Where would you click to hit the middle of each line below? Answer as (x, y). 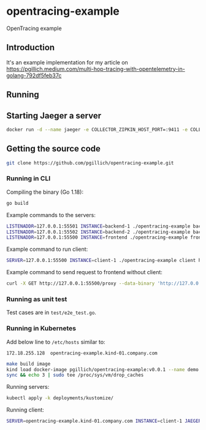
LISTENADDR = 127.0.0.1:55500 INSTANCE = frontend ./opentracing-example (97, 237)
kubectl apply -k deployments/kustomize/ (60, 398)
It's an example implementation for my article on (67, 62)
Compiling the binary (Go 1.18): (45, 192)
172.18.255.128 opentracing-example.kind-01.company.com (82, 353)
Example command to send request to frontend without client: (84, 272)
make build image (29, 364)
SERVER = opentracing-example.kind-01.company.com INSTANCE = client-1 (94, 421)
